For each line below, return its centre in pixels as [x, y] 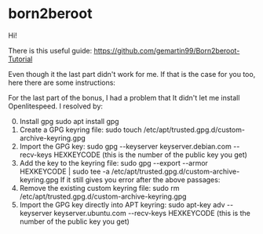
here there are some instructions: [62, 82]
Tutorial [20, 59]
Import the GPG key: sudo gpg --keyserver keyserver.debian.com [125, 146]
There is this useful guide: [50, 50]
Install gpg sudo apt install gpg [69, 121]
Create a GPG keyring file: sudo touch [81, 130]
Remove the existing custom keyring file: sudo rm [99, 188]
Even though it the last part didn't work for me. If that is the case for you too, [132, 74]
